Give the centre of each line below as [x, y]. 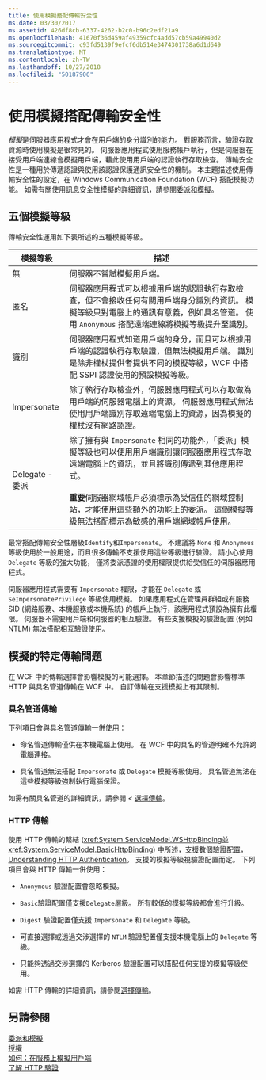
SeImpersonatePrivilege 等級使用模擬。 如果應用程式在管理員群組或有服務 [129, 599]
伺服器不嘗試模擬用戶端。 [117, 274]
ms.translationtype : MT [47, 52]
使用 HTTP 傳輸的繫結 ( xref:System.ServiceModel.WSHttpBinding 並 [119, 839]
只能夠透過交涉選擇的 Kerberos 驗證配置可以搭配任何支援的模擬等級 [130, 963]
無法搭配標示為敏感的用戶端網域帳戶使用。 [156, 521]
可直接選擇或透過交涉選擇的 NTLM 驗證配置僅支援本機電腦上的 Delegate [134, 937]
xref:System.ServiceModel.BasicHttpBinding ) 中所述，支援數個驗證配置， [128, 849]
